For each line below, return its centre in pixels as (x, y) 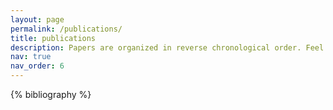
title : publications (53, 38)
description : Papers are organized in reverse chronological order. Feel (167, 47)
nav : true (31, 57)
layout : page (37, 19)
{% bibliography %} (51, 94)
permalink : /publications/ (66, 29)
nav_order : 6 (37, 66)
